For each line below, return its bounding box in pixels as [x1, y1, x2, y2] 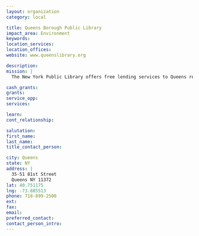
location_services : [6, 41, 54, 47]
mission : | [6, 68, 33, 74]
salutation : [6, 127, 36, 133]
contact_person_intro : [6, 221, 62, 227]
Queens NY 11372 [11, 176, 52, 183]
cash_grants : [6, 84, 38, 90]
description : [6, 63, 38, 68]
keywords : [6, 36, 31, 42]
